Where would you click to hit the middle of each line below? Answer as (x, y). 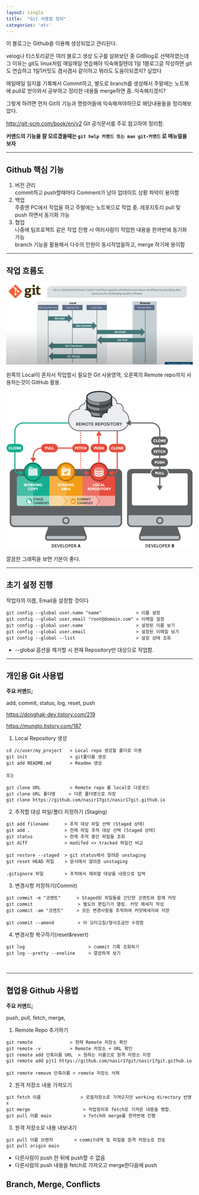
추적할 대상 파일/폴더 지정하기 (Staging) (61, 812)
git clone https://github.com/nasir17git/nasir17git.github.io (86, 800)
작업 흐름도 (25, 271)
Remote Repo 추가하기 (41, 1030)
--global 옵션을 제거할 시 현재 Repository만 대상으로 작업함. (84, 650)
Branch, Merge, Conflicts (53, 1184)
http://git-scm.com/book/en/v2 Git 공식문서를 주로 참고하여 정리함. (85, 124)
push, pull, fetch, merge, (36, 1018)
